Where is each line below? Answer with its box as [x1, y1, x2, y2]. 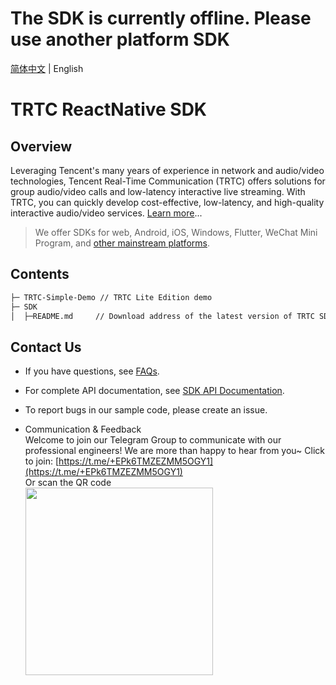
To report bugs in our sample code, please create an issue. [24, 404, 268, 416]
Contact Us [10, 338, 82, 356]
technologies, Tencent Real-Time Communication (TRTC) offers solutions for [10, 175, 326, 187]
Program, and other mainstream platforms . [34, 237, 210, 249]
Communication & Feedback [24, 423, 142, 436]
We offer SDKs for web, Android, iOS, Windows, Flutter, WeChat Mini [34, 226, 318, 238]
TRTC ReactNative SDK [10, 98, 208, 121]
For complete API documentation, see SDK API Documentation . [24, 385, 285, 397]
